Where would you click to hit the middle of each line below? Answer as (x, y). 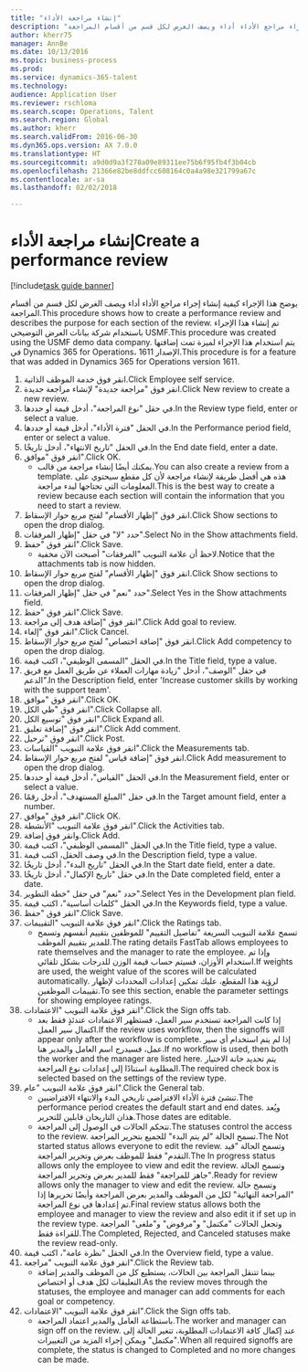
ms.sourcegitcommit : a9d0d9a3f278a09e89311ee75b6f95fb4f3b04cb (133, 162)
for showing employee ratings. (95, 1000)
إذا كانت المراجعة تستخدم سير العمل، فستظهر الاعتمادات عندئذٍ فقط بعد (159, 1020)
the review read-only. (77, 1243)
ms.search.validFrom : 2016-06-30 (74, 137)
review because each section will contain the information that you (161, 496)
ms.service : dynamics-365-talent (74, 78)
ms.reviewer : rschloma (53, 103)
